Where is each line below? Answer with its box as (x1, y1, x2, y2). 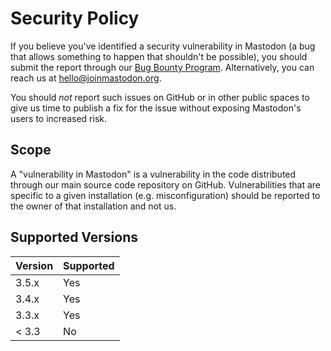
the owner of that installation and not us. (10, 200, 177, 212)
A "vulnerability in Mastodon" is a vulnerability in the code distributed (10, 168, 297, 180)
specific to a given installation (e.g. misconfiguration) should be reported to (10, 189, 321, 201)
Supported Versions (10, 229, 138, 246)
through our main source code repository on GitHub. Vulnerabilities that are (10, 178, 321, 191)
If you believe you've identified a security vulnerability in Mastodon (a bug (10, 40, 316, 52)
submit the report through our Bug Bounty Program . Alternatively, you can (10, 61, 315, 73)
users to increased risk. (10, 112, 108, 124)
